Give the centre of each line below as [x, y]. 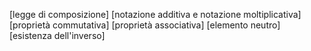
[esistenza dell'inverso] [57, 35]
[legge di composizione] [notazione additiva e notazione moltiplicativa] [155, 14]
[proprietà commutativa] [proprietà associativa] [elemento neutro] [145, 25]
